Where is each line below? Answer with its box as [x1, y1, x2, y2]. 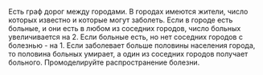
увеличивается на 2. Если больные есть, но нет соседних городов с [8, 32, 244, 41]
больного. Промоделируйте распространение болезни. [8, 57, 200, 67]
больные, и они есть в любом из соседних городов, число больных [8, 24, 241, 33]
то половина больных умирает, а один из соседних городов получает [8, 49, 249, 58]
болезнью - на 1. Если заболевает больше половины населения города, [8, 41, 256, 50]
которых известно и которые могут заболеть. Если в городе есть [8, 15, 233, 25]
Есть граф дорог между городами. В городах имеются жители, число [8, 7, 249, 16]
